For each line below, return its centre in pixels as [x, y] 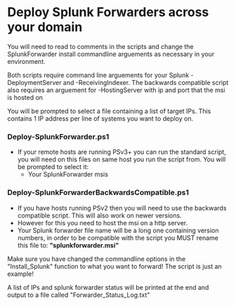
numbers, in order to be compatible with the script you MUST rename [118, 238]
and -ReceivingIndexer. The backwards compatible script [146, 82]
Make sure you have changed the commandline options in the [97, 259]
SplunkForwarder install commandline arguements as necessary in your [111, 54]
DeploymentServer [34, 82]
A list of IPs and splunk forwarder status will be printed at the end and [108, 287]
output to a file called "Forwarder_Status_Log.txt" [79, 295]
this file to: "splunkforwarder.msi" [68, 245]
